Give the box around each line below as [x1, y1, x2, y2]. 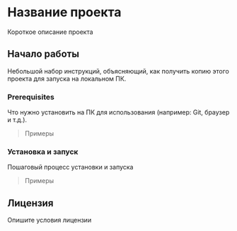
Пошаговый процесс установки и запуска [7, 163, 134, 172]
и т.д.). [7, 116, 27, 124]
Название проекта [7, 4, 122, 20]
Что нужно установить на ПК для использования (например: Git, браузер [7, 108, 230, 117]
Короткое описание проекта [7, 28, 93, 36]
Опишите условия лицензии [7, 216, 92, 225]
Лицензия [7, 197, 54, 209]
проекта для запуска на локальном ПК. [7, 74, 127, 83]
